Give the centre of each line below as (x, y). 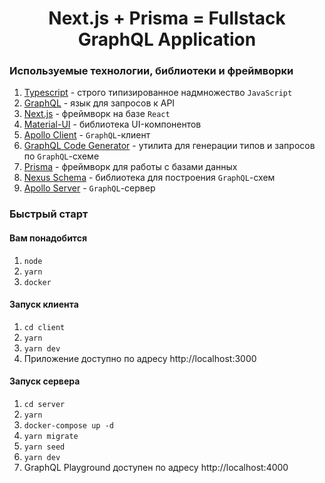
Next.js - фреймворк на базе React (97, 114)
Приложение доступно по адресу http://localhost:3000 (140, 358)
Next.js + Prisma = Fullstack (167, 18)
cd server (44, 405)
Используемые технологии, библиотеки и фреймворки (151, 71)
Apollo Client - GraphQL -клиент (87, 135)
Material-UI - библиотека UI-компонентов (112, 124)
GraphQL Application (167, 39)
